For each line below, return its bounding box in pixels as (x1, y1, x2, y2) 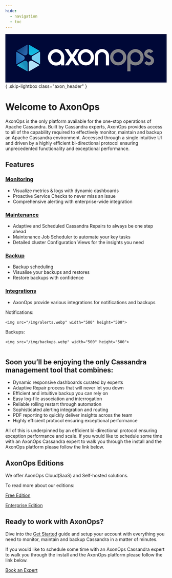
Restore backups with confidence (12, 275, 84, 281)
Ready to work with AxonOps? (5, 517, 104, 526)
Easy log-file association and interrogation (12, 396, 102, 402)
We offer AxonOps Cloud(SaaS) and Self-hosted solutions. (5, 473, 129, 479)
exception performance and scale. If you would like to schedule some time (5, 433, 163, 439)
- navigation (10, 13, 38, 19)
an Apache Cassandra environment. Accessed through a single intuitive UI (5, 135, 162, 141)
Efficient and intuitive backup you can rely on (12, 390, 109, 397)
